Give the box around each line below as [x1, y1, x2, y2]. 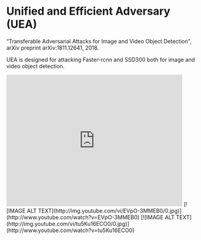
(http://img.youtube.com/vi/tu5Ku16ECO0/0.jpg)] [6, 220, 130, 227]
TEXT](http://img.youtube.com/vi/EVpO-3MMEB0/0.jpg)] [37, 207, 182, 214]
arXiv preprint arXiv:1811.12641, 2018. [6, 44, 99, 51]
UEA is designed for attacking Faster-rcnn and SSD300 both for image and [6, 56, 195, 63]
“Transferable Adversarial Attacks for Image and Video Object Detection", [6, 37, 192, 45]
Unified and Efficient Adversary [6, 4, 170, 18]
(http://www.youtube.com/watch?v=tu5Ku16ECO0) [6, 227, 135, 234]
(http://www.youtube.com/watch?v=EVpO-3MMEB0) [6, 213, 140, 221]
